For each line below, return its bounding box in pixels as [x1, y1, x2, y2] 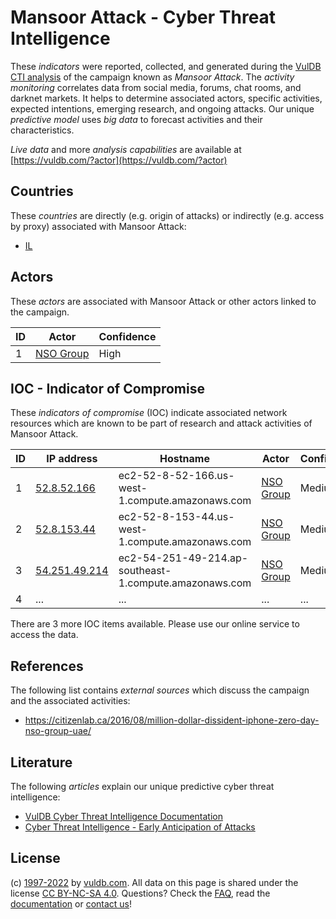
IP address [46, 452, 98, 466]
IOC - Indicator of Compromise [10, 380, 205, 397]
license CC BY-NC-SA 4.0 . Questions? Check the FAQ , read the [10, 887, 271, 899]
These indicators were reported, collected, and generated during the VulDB [10, 60, 322, 72]
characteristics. [10, 124, 75, 136]
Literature [10, 754, 73, 771]
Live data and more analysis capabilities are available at [10, 143, 242, 155]
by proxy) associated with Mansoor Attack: [10, 220, 187, 232]
